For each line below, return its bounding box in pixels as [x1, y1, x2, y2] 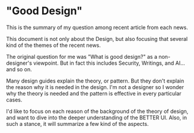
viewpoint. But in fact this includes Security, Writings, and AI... [33, 59, 185, 66]
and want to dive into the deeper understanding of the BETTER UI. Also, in [6, 114, 187, 121]
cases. [6, 96, 23, 103]
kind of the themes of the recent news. [6, 42, 101, 49]
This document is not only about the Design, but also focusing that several [6, 35, 188, 42]
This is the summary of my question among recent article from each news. [6, 24, 188, 31]
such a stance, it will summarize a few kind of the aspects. [6, 120, 149, 127]
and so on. [6, 65, 33, 72]
